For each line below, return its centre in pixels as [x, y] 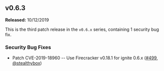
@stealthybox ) [27, 63]
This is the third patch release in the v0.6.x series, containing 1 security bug [82, 29]
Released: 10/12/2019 [27, 20]
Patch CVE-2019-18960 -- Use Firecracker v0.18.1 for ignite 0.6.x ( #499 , [85, 58]
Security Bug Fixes [28, 47]
